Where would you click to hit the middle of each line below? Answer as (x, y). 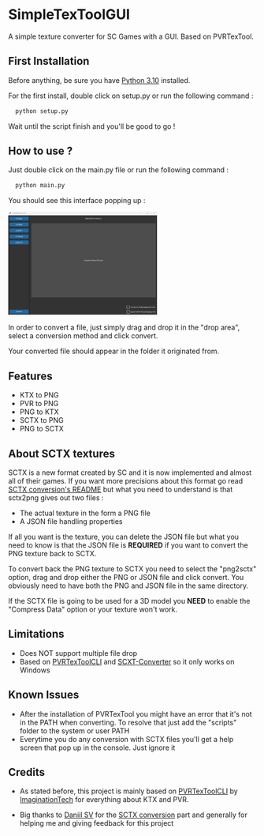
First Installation (49, 61)
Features (30, 376)
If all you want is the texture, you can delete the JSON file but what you (123, 537)
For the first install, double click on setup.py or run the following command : (131, 96)
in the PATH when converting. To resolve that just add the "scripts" (128, 722)
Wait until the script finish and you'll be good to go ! (92, 126)
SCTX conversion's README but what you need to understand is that (121, 489)
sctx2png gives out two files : (56, 498)
